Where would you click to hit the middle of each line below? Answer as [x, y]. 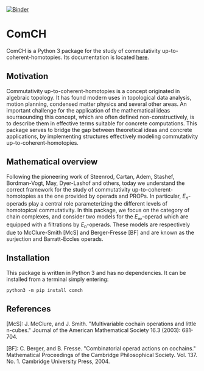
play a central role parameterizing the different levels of [98, 204]
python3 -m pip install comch [45, 290]
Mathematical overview [52, 162]
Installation [28, 258]
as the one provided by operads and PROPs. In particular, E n [113, 196]
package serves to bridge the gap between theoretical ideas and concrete [99, 130]
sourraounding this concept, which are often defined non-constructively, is [100, 117]
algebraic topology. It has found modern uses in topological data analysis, [99, 97]
